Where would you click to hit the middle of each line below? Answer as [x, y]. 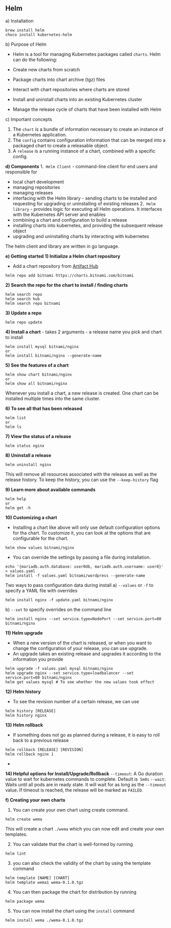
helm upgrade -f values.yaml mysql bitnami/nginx [59, 668]
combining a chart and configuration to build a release [70, 220]
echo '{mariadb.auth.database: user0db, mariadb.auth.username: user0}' [84, 566]
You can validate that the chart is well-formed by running [73, 844]
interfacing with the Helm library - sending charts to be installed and [85, 198]
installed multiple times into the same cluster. [53, 398]
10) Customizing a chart [31, 517]
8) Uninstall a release [28, 455]
